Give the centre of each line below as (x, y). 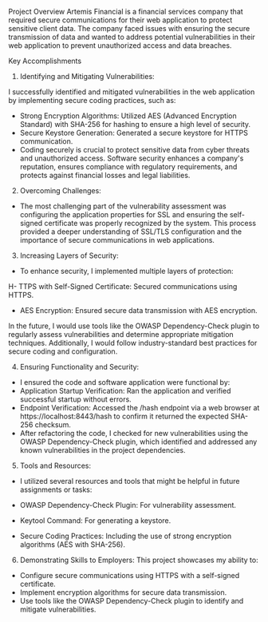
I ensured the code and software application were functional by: (125, 382)
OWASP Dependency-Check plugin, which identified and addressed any (138, 442)
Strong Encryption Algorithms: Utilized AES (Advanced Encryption (128, 116)
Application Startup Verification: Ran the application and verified (125, 391)
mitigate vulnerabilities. (58, 609)
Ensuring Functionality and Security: (79, 367)
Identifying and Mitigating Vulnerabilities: (87, 76)
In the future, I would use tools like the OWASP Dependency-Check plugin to (134, 326)
